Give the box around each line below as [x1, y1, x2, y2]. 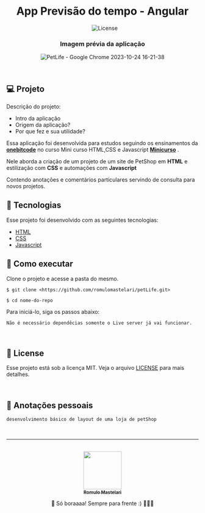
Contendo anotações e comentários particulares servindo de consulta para [6, 176, 195, 183]
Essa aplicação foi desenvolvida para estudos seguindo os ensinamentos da [6, 140, 198, 147]
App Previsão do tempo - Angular [16, 4, 189, 18]
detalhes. [6, 370, 30, 378]
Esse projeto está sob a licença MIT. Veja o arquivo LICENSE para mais [6, 364, 185, 372]
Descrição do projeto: [6, 103, 61, 110]
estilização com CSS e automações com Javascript [6, 165, 137, 172]
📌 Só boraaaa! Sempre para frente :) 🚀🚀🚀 [51, 500, 154, 507]
